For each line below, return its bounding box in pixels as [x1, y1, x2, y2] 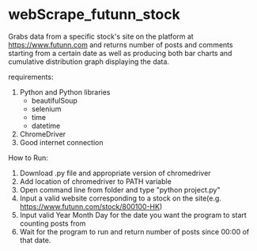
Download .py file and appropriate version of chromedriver [19, 168, 211, 178]
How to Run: [8, 152, 49, 163]
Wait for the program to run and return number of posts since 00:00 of [19, 227, 250, 236]
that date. [19, 235, 51, 245]
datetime [31, 121, 61, 130]
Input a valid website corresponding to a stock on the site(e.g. [19, 193, 221, 203]
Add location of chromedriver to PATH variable [19, 176, 172, 186]
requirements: [8, 72, 54, 81]
